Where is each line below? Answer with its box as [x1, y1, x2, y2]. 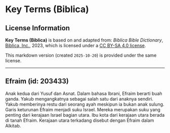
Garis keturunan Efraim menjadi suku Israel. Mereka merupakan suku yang [5, 106, 161, 112]
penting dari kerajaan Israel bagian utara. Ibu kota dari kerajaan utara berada [5, 112, 165, 118]
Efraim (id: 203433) [5, 77, 69, 85]
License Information [5, 24, 70, 32]
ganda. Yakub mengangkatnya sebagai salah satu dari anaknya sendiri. [5, 96, 153, 102]
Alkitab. [5, 122, 21, 128]
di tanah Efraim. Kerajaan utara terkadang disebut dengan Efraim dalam [5, 117, 154, 123]
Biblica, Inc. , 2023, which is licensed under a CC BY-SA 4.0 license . [5, 42, 146, 49]
